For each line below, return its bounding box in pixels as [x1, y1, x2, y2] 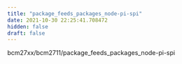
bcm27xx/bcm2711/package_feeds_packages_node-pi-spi [7, 49, 176, 57]
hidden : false [7, 23, 49, 30]
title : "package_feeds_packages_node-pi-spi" [7, 10, 142, 17]
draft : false [7, 29, 45, 37]
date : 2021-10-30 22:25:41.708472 [7, 17, 108, 24]
